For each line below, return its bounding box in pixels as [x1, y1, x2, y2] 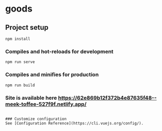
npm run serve [5, 59, 35, 64]
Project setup [5, 23, 49, 32]
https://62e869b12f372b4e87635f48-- [58, 94, 157, 101]
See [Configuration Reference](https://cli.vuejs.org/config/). [5, 120, 144, 126]
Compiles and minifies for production [5, 71, 99, 78]
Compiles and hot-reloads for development [5, 48, 114, 55]
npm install [5, 36, 30, 41]
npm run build [5, 83, 35, 88]
